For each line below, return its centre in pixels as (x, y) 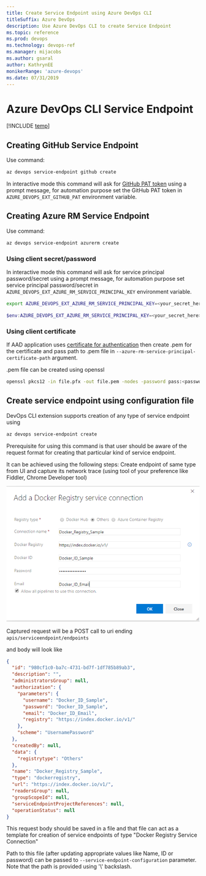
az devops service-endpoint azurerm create (63, 243)
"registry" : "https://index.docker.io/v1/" (79, 720)
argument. (65, 358)
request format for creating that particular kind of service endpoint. (91, 452)
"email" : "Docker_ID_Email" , (60, 713)
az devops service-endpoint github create (61, 172)
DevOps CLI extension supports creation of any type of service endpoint (98, 415)
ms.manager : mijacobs (34, 52)
